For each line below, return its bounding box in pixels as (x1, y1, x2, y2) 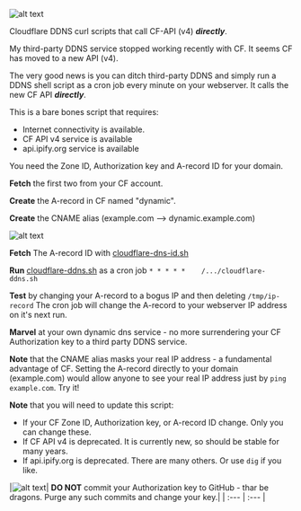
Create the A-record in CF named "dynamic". (9, 196, 177, 206)
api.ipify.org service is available (22, 144, 139, 154)
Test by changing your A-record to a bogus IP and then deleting (9, 290, 246, 301)
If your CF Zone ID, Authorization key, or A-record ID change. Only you (22, 418, 284, 427)
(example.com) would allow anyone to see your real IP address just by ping (9, 373, 287, 383)
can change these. (22, 427, 92, 437)
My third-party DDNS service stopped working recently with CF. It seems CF (9, 43, 293, 54)
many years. (22, 445, 69, 456)
